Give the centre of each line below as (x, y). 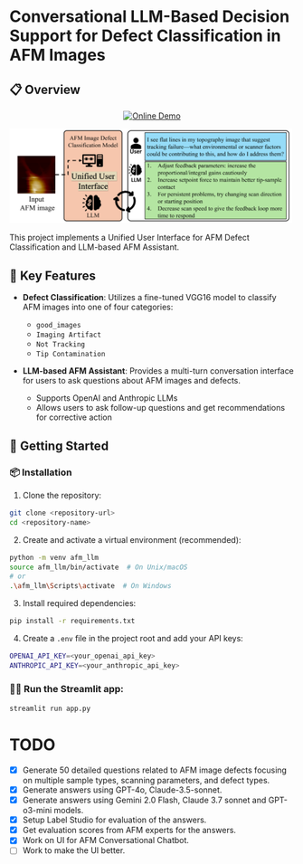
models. (69, 811)
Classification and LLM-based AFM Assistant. (95, 247)
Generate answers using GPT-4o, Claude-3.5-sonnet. (122, 790)
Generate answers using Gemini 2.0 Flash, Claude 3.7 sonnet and (144, 800)
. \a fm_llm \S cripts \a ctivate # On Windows (90, 586)
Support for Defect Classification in (145, 36)
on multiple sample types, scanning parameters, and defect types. (146, 781)
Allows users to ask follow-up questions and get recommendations (161, 408)
